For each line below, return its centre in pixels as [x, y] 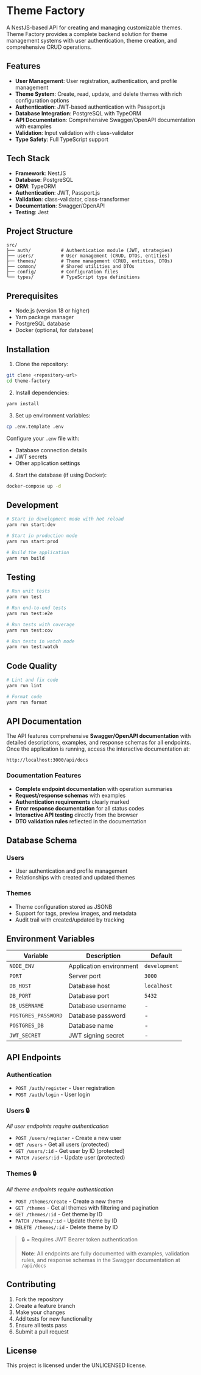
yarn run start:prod [33, 541]
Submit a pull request [42, 1332]
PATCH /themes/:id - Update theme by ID [66, 1221]
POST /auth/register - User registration [65, 1088]
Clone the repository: [42, 364]
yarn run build [26, 558]
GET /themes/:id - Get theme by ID [58, 1214]
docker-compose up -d [34, 486]
